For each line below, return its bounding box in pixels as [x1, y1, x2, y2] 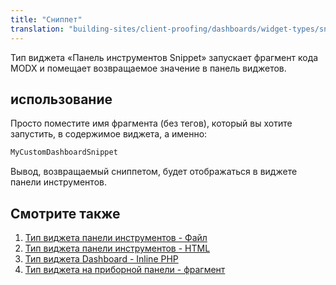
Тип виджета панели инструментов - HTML [24, 242, 211, 254]
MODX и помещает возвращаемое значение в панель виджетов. [10, 62, 287, 74]
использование [10, 91, 113, 108]
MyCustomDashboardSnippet [10, 147, 118, 158]
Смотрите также [10, 205, 121, 222]
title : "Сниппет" [10, 14, 83, 25]
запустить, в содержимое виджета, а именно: [10, 128, 208, 140]
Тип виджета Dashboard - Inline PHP [24, 253, 179, 265]
